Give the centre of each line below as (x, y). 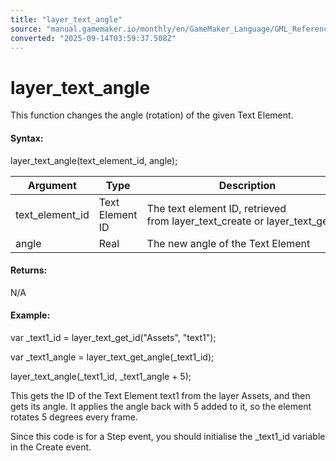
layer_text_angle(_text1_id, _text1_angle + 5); (101, 376)
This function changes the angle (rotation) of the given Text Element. (152, 115)
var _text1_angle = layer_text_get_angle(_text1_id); (112, 357)
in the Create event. (51, 447)
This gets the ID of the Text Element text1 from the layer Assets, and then (160, 395)
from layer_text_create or (205, 221)
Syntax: (27, 138)
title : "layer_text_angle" (66, 19)
